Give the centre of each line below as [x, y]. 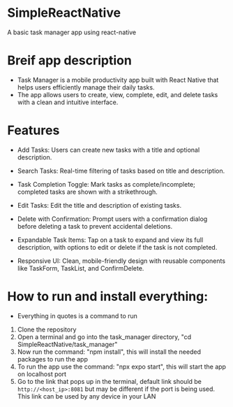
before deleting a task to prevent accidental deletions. [95, 226]
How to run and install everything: [108, 297]
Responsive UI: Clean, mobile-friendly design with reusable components [121, 261]
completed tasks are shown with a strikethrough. [88, 192]
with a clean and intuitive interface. [68, 102]
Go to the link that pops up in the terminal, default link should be [110, 381]
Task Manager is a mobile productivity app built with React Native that [118, 80]
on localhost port [42, 374]
